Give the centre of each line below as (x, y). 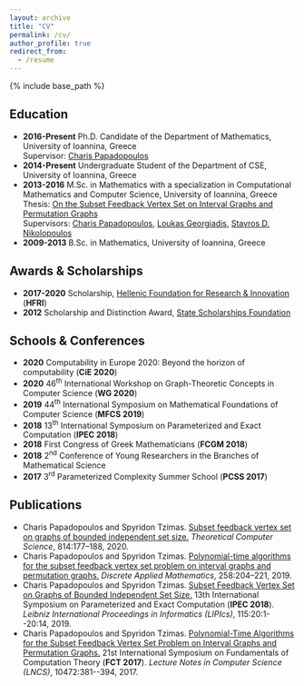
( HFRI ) (34, 303)
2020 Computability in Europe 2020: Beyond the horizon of (133, 363)
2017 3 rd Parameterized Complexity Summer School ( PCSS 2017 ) (145, 476)
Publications (46, 505)
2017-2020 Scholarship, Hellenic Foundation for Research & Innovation (156, 293)
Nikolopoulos (47, 233)
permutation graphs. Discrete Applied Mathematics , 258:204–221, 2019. (157, 575)
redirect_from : (38, 52)
